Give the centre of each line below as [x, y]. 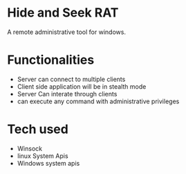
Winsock [30, 148]
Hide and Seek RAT [63, 13]
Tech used [38, 129]
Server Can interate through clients [67, 94]
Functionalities [51, 60]
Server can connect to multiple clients [71, 79]
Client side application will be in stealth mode [82, 86]
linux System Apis [43, 156]
